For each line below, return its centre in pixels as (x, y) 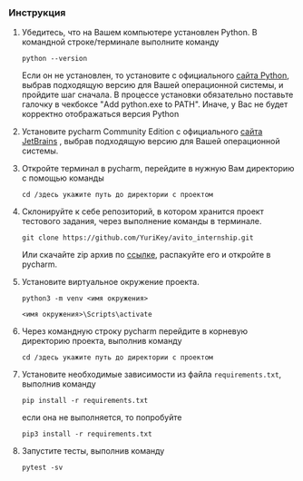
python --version (54, 59)
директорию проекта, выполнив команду (102, 341)
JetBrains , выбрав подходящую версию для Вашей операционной (151, 142)
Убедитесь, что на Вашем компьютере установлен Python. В (139, 33)
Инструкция (37, 13)
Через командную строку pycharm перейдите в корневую (135, 331)
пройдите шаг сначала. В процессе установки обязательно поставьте (157, 95)
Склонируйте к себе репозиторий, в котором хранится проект (142, 211)
